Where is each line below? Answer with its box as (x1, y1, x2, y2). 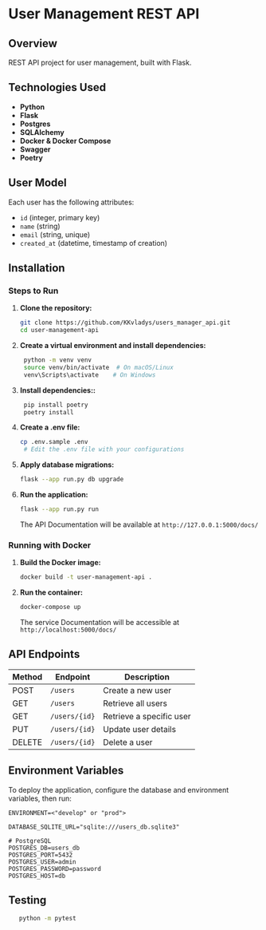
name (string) (19, 221, 61, 231)
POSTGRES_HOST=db (8, 872, 66, 880)
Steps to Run (8, 285, 59, 296)
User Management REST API (8, 5, 200, 23)
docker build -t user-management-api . (19, 573, 153, 581)
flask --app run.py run (19, 505, 100, 513)
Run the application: (19, 490, 89, 500)
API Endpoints (8, 647, 80, 661)
